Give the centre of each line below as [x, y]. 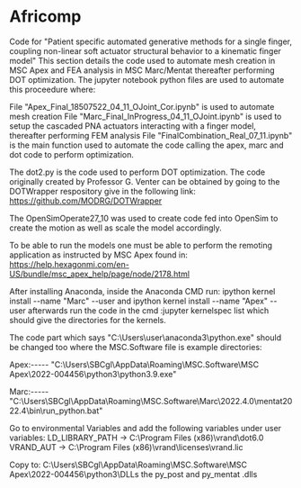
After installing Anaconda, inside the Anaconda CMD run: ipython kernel [142, 291]
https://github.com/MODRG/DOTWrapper [86, 201]
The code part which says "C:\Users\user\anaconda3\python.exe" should [145, 337]
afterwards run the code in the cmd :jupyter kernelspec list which [149, 310]
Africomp [45, 17]
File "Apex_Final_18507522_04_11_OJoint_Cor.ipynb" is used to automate [142, 106]
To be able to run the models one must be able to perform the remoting [141, 245]
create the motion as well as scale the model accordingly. [115, 228]
